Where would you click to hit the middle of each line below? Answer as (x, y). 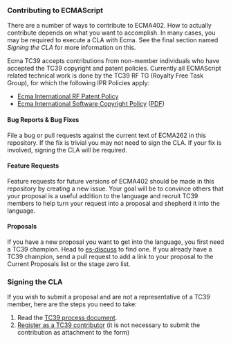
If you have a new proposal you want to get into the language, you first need (116, 242)
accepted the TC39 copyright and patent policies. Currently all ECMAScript (114, 69)
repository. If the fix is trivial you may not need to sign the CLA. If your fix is (114, 142)
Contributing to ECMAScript (55, 10)
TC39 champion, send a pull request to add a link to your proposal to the (110, 256)
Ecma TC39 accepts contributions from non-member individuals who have (113, 61)
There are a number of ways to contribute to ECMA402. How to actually (110, 26)
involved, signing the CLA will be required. (67, 150)
